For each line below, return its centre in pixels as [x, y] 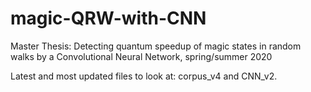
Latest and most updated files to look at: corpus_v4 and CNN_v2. [144, 76]
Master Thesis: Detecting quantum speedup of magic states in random [156, 46]
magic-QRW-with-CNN [108, 18]
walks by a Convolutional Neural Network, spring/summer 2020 [141, 56]
